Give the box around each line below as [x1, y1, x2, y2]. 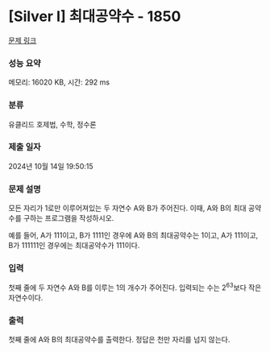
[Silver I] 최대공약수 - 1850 [8, 7, 181, 26]
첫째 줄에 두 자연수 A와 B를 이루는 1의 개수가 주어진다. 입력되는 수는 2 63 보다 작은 [8, 281, 262, 292]
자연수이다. [8, 293, 44, 303]
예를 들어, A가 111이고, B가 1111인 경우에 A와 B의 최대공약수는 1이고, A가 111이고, [8, 230, 259, 240]
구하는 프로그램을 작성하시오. [23, 213, 114, 223]
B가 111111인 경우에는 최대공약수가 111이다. [8, 241, 140, 251]
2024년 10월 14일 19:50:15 [8, 161, 94, 171]
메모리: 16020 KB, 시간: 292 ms [8, 77, 110, 87]
